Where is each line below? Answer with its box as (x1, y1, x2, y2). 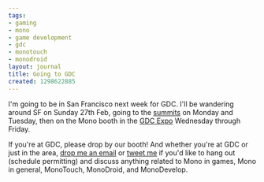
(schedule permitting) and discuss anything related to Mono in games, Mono (8, 156, 257, 165)
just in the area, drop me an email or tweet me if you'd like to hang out (8, 147, 236, 158)
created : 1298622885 (8, 77, 76, 85)
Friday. (8, 124, 31, 134)
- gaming (8, 19, 37, 27)
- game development (8, 33, 73, 42)
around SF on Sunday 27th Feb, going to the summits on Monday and (8, 107, 234, 117)
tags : (8, 11, 26, 20)
